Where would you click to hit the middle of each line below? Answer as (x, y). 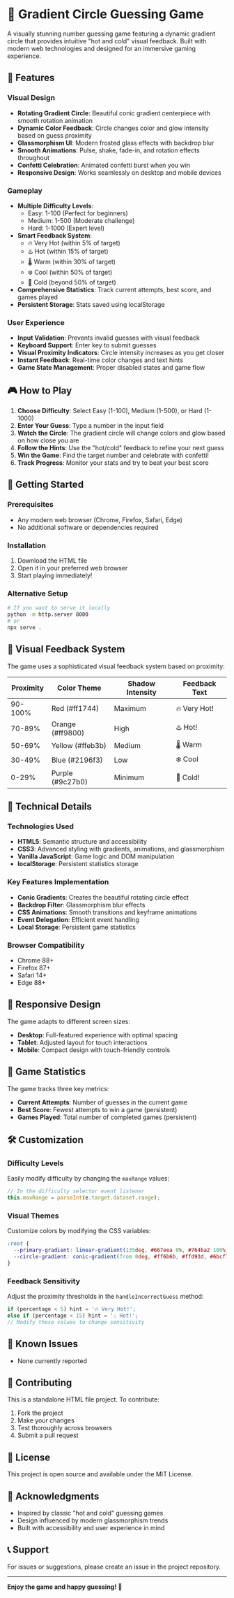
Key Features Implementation (58, 882)
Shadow (141, 683)
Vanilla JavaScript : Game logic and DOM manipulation (96, 856)
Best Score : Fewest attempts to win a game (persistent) (97, 1109)
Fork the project (40, 1413)
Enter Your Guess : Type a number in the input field (91, 426)
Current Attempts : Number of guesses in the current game (102, 1102)
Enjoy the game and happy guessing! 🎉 (65, 1587)
